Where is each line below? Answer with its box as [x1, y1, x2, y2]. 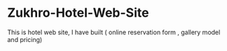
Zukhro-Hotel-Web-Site [7, 5, 149, 21]
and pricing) [7, 35, 43, 43]
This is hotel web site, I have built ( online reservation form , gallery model [7, 28, 221, 36]
